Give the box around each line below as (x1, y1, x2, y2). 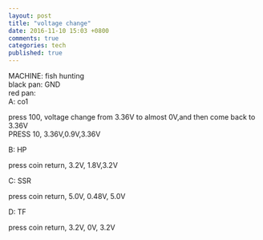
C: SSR (8, 176, 32, 185)
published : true (8, 49, 63, 57)
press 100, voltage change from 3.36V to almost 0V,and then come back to (8, 112, 256, 121)
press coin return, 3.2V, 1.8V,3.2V (8, 161, 119, 169)
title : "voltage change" (8, 19, 91, 27)
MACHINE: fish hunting (8, 71, 84, 80)
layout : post (8, 11, 52, 20)
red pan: (8, 88, 36, 97)
